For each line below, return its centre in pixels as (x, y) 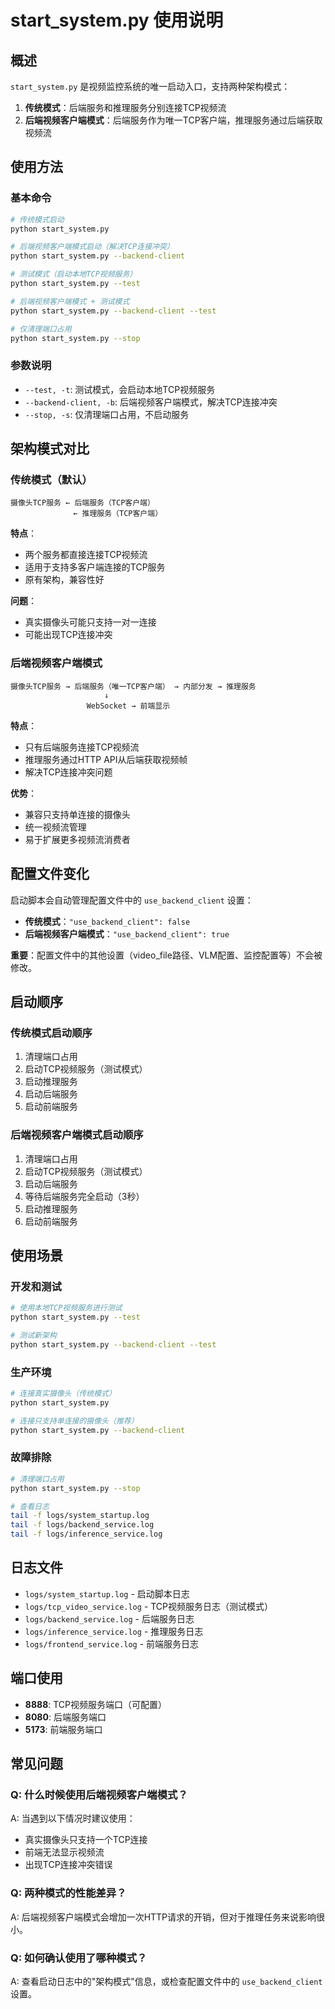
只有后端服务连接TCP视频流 (82, 747)
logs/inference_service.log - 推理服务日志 (114, 1631)
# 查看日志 (30, 1506)
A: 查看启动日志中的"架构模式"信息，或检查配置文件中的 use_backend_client (166, 1981)
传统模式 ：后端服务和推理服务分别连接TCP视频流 (125, 107)
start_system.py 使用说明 (117, 20)
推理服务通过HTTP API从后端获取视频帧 (106, 759)
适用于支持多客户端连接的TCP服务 (95, 567)
